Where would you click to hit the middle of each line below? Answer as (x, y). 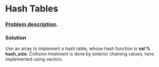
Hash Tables (32, 9)
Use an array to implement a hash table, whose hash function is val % (78, 48)
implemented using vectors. (34, 59)
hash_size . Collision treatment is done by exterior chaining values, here (79, 54)
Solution (16, 38)
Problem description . (32, 24)
